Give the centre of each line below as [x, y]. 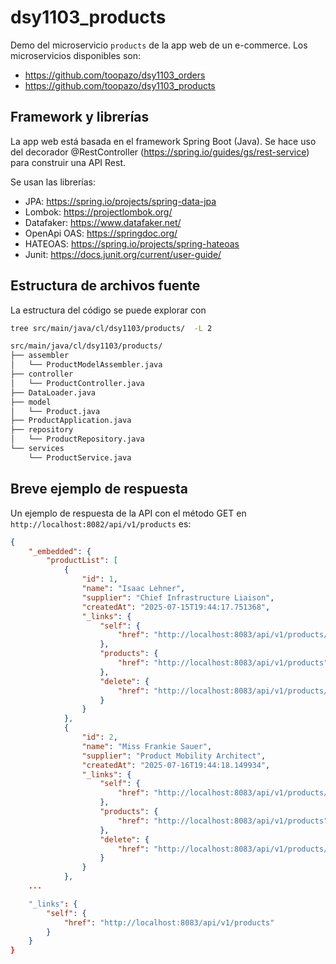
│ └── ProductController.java [77, 383]
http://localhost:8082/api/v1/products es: [101, 523]
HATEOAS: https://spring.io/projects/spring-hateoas [132, 243]
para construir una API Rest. [68, 162]
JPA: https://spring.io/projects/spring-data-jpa [120, 201]
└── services [37, 449]
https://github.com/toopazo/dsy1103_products [120, 85]
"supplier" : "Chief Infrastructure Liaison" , [178, 597]
